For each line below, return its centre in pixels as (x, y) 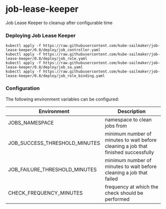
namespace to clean (128, 119)
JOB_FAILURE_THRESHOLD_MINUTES (52, 170)
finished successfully (129, 152)
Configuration (23, 88)
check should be (124, 193)
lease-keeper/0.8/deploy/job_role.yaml (47, 59)
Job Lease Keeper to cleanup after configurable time (59, 23)
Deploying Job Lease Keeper (41, 35)
